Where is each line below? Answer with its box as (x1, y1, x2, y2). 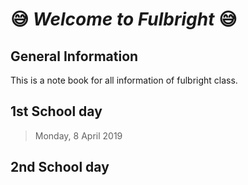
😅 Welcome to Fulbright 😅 (10, 8, 238, 31)
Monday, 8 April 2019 (34, 129, 123, 142)
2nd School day (10, 159, 110, 176)
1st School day (10, 103, 103, 120)
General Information (10, 48, 139, 65)
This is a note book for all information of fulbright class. (10, 74, 238, 86)
